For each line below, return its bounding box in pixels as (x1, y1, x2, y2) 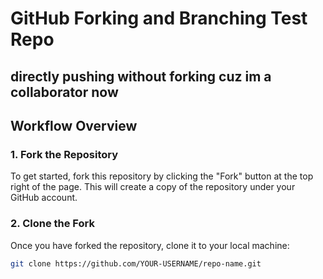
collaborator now (10, 83, 119, 101)
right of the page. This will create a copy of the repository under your (10, 181, 296, 193)
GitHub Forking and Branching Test (10, 7, 308, 30)
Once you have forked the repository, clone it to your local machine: (10, 239, 290, 251)
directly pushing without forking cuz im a (10, 68, 272, 85)
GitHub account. (10, 192, 78, 204)
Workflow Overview (10, 117, 138, 134)
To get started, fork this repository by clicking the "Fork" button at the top (10, 170, 314, 182)
